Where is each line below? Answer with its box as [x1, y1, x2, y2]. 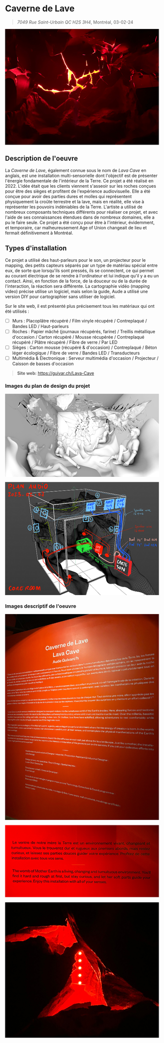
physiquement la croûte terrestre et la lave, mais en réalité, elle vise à [5, 199, 144, 204]
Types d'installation [5, 244, 67, 252]
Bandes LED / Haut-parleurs [12, 323, 69, 329]
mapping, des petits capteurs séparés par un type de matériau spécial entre [5, 262, 158, 268]
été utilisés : [5, 308, 29, 314]
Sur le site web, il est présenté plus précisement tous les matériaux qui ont [5, 303, 155, 309]
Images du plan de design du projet [5, 382, 90, 389]
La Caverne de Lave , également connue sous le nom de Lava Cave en [5, 167, 146, 173]
